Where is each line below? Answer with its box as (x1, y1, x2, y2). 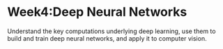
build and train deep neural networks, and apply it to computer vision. (7, 34, 207, 42)
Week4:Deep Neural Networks (7, 4, 187, 20)
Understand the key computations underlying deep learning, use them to (7, 27, 216, 35)
